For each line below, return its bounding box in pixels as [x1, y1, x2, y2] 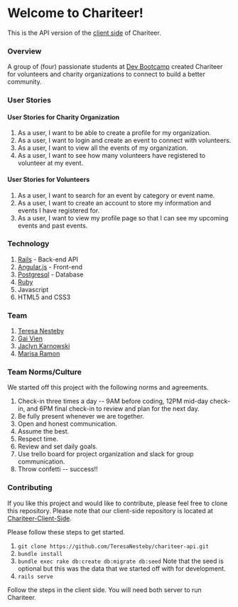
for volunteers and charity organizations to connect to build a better [7, 70, 206, 79]
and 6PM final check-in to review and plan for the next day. [26, 404, 200, 413]
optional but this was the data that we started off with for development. [17, 564, 226, 573]
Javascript [17, 285, 49, 294]
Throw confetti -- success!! [17, 465, 98, 473]
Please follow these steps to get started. [7, 527, 126, 536]
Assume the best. [17, 427, 70, 436]
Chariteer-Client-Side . [7, 514, 72, 522]
